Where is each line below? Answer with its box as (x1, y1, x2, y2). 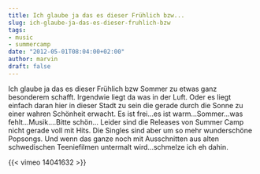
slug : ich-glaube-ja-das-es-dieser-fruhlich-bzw (8, 19, 171, 27)
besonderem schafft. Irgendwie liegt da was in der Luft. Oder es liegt (8, 92, 231, 102)
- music (8, 33, 34, 42)
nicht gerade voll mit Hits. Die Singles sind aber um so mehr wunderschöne (8, 125, 253, 135)
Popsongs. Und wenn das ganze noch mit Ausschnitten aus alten (8, 134, 219, 143)
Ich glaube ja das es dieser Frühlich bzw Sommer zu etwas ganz (8, 84, 217, 93)
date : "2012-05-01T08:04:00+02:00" (8, 48, 125, 56)
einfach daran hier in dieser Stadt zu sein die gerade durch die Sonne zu (8, 100, 243, 110)
